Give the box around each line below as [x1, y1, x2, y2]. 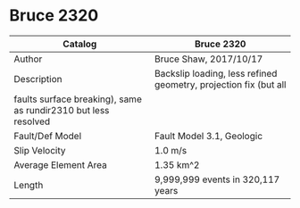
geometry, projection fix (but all [154, 78, 287, 90]
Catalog [62, 37, 97, 50]
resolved [13, 115, 51, 128]
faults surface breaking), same [13, 93, 143, 105]
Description [13, 72, 62, 85]
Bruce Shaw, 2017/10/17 [154, 53, 263, 65]
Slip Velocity [13, 144, 66, 156]
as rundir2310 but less [13, 104, 110, 116]
